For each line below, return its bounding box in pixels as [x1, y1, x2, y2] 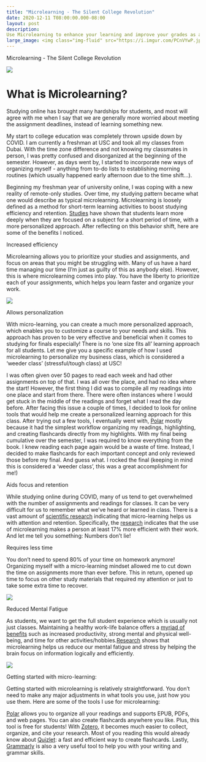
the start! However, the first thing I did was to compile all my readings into [6, 384, 193, 392]
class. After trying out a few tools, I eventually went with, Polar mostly [6, 417, 182, 424]
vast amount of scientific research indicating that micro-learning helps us [6, 512, 192, 520]
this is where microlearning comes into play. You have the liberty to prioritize [6, 272, 200, 280]
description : [6, 26, 40, 32]
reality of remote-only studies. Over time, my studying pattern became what [6, 189, 199, 197]
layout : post [6, 20, 40, 26]
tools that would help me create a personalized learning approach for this [6, 410, 192, 417]
